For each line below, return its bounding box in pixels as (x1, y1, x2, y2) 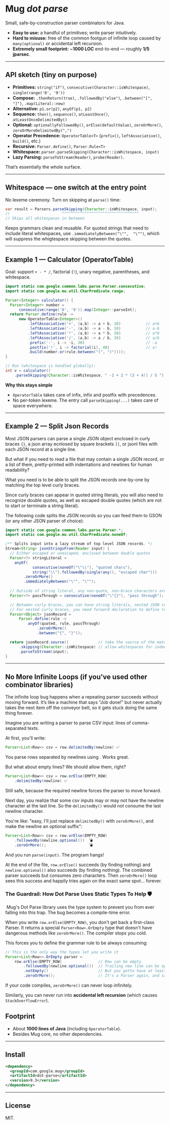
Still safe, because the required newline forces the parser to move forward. (5, 787, 161, 793)
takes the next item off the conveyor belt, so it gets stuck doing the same (5, 705, 158, 711)
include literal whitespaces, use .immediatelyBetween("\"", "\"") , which (5, 230, 160, 237)
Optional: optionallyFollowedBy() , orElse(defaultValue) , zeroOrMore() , (12, 122, 163, 128)
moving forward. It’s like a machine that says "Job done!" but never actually (5, 700, 162, 706)
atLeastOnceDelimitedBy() (12, 117, 67, 122)
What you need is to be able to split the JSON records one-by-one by (5, 477, 150, 483)
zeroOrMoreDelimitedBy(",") (12, 128, 72, 133)
